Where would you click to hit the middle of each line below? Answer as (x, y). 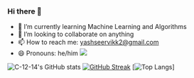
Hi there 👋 (25, 11)
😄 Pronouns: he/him (48, 53)
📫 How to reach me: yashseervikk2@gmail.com (88, 43)
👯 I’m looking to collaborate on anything (76, 34)
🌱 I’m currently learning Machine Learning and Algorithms (102, 27)
